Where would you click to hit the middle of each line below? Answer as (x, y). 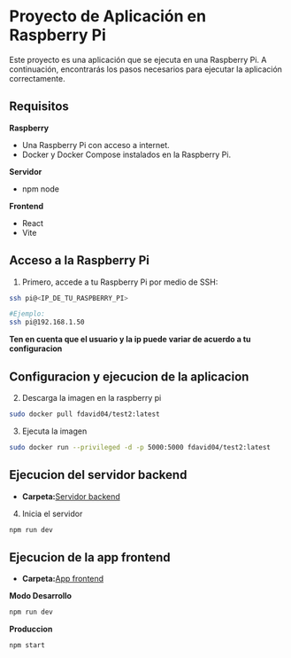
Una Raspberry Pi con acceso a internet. (96, 145)
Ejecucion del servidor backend (98, 475)
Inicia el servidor (52, 513)
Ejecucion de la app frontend (90, 557)
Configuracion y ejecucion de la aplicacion (129, 376)
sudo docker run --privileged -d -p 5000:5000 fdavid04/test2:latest (140, 447)
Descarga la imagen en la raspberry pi (92, 398)
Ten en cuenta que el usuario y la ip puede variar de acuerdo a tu (130, 340)
